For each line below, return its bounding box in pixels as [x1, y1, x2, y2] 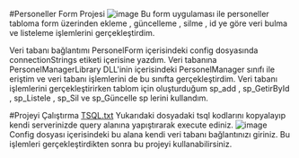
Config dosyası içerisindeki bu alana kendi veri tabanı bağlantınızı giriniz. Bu [9, 129, 290, 139]
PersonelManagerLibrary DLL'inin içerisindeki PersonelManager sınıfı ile [9, 64, 276, 75]
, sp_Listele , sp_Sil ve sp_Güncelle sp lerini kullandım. [9, 92, 209, 103]
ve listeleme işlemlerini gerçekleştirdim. [9, 28, 155, 38]
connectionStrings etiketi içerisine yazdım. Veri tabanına [9, 55, 217, 65]
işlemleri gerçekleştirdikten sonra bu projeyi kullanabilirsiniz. [9, 139, 233, 149]
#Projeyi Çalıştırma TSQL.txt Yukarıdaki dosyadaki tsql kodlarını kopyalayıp [9, 110, 286, 120]
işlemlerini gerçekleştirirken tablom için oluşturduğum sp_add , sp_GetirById [9, 83, 290, 93]
